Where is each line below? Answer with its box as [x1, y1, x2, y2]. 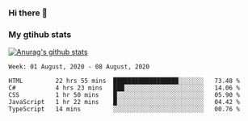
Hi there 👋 [8, 7, 48, 19]
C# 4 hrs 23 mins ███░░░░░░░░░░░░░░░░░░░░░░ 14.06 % [8, 84, 241, 92]
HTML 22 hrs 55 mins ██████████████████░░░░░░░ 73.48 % [8, 77, 241, 86]
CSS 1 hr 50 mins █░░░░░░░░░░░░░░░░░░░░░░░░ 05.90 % [8, 91, 241, 99]
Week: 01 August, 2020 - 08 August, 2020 [8, 63, 150, 71]
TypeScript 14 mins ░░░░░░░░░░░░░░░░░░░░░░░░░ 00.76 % [8, 105, 241, 114]
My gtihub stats [8, 28, 72, 40]
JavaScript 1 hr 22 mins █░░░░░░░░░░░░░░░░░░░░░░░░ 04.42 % [8, 98, 241, 106]
